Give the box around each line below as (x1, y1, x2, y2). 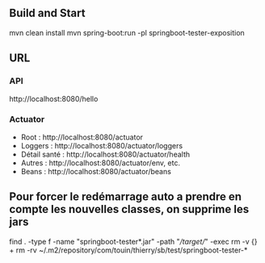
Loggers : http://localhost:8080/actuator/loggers (20, 140, 183, 150)
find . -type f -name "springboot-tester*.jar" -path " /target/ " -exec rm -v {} (9, 236, 258, 246)
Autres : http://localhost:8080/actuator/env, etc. (20, 157, 181, 168)
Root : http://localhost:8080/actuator (20, 132, 144, 142)
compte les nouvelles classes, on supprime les (9, 202, 250, 216)
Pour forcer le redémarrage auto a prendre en (9, 190, 242, 204)
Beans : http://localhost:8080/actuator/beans (20, 166, 172, 176)
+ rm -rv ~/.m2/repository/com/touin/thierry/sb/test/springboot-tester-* (9, 245, 248, 255)
